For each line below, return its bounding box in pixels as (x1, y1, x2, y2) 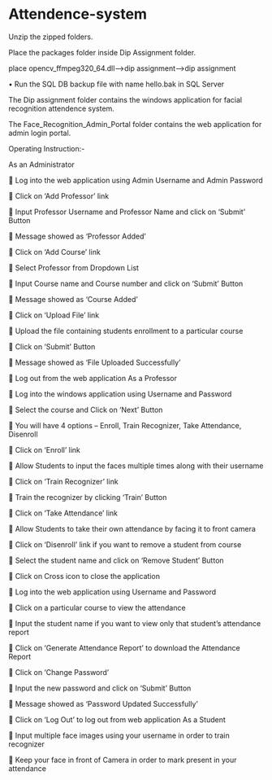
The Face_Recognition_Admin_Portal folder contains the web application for (8, 119, 262, 129)
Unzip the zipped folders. (8, 32, 93, 42)
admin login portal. (8, 128, 71, 138)
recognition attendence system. (8, 103, 115, 113)
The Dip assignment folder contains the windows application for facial (8, 94, 242, 104)
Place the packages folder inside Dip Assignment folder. (8, 47, 196, 57)
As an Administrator (8, 160, 75, 169)
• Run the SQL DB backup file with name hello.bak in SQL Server (8, 79, 225, 89)
